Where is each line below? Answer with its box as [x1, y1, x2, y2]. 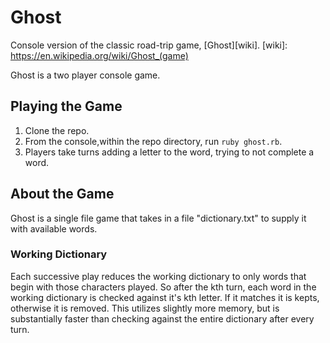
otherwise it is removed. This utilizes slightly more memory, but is [10, 302, 280, 314]
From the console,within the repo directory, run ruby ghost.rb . [24, 135, 283, 147]
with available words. [10, 222, 98, 235]
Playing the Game [10, 98, 123, 115]
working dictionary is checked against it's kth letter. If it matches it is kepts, [10, 291, 320, 303]
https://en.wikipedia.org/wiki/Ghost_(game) [10, 49, 189, 61]
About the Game [10, 186, 115, 203]
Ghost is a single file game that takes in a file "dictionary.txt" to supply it [10, 212, 307, 224]
